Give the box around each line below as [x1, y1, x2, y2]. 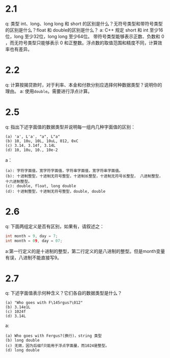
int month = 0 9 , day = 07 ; [5, 238, 63, 243]
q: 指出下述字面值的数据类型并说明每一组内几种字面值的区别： [5, 123, 136, 130]
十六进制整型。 [5, 179, 32, 184]
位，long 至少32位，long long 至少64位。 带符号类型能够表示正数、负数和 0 [5, 33, 164, 39]
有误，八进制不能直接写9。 [5, 254, 62, 261]
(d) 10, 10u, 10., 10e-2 [5, 147, 58, 152]
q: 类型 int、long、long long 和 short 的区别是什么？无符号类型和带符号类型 [5, 20, 163, 27]
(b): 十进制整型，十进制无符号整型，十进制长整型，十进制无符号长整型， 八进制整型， [5, 173, 163, 178]
